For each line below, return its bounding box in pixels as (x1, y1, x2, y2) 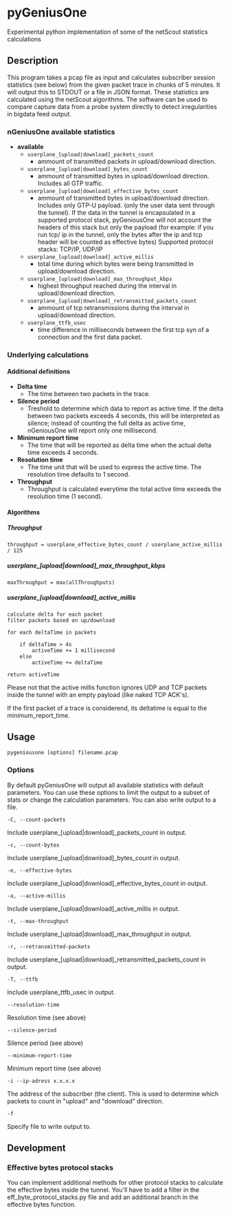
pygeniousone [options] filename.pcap (7, 749, 118, 756)
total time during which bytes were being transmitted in (37, 260, 194, 268)
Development (7, 1142, 67, 1154)
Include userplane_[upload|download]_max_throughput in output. (7, 930, 192, 938)
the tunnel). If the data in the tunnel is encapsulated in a (37, 209, 196, 217)
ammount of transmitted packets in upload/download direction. (37, 157, 216, 166)
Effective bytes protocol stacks (7, 1163, 114, 1172)
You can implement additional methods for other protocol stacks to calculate (7, 1178, 223, 1187)
